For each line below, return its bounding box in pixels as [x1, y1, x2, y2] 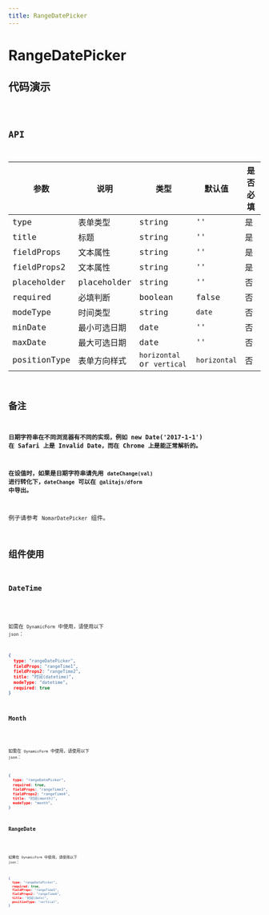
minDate [12, 322, 46, 333]
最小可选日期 [78, 322, 126, 334]
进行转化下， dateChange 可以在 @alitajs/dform [8, 478, 143, 486]
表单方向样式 [78, 355, 126, 366]
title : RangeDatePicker [8, 11, 88, 20]
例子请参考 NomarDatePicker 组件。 [8, 514, 110, 522]
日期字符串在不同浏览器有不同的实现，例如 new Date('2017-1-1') [8, 434, 203, 442]
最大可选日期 [78, 338, 126, 349]
